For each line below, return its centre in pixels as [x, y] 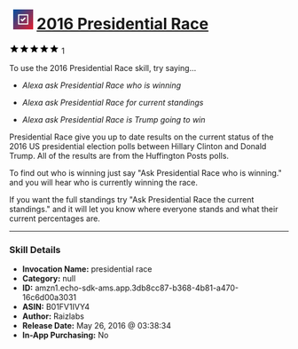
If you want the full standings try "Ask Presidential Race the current [132, 199]
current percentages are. [55, 218]
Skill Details [35, 250]
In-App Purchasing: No [65, 335]
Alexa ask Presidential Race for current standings [113, 102]
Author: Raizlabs [53, 316]
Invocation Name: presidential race [87, 269]
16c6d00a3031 [49, 297]
